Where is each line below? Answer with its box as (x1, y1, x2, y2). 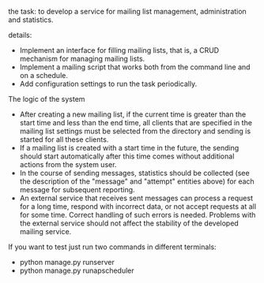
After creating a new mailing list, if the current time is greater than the (19, 110, 247, 119)
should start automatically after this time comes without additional (19, 151, 235, 161)
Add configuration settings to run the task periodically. (19, 79, 198, 88)
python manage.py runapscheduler (19, 266, 134, 275)
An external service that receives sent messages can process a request (19, 193, 254, 203)
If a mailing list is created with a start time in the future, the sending (19, 143, 239, 152)
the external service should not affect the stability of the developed (19, 218, 239, 228)
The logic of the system (8, 95, 85, 103)
